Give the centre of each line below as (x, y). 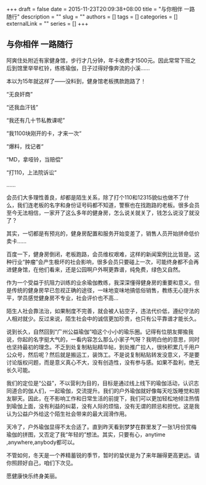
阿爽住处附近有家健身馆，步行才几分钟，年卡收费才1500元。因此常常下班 (98, 60)
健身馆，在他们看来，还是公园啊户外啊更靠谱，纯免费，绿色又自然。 (97, 270)
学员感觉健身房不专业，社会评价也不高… (68, 298)
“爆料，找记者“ (25, 146)
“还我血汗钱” (22, 107)
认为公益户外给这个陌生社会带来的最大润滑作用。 (68, 414)
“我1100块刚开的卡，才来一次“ (44, 133)
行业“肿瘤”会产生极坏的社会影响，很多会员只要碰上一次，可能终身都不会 (103, 262)
